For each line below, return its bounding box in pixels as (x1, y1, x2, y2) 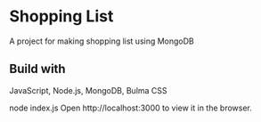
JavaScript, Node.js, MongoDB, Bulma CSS (9, 85, 167, 95)
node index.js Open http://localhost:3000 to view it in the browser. (9, 102, 252, 113)
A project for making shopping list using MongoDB (9, 36, 194, 46)
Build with (9, 61, 66, 77)
